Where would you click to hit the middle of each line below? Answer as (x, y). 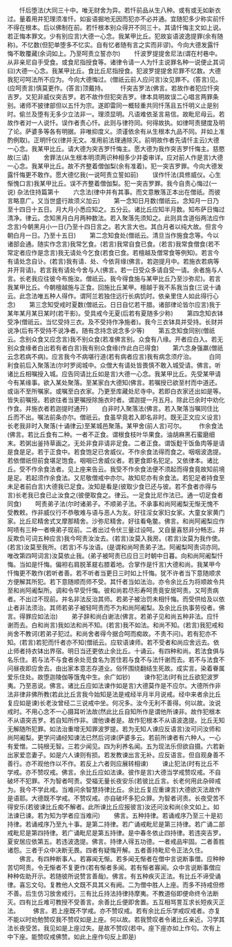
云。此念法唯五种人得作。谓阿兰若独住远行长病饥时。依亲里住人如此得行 (110, 296)
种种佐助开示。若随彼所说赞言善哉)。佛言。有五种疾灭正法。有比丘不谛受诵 (114, 876)
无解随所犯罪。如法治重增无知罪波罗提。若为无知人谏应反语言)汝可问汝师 (111, 729)
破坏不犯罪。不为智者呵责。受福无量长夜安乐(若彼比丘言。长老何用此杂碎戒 (114, 781)
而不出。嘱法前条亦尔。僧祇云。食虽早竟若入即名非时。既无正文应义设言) (117, 417)
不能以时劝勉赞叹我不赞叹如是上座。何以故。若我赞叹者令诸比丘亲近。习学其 (116, 919)
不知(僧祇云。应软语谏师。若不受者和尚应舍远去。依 (146, 642)
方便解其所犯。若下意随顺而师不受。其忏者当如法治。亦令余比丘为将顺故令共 (116, 582)
